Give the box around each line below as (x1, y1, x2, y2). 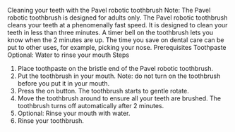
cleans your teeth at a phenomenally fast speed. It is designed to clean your (7, 21, 228, 29)
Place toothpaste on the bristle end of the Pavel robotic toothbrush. (17, 65, 214, 72)
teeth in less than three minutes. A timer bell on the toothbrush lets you (7, 28, 214, 37)
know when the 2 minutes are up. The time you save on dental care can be (7, 36, 224, 44)
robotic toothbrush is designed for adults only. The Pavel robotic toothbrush (7, 13, 228, 22)
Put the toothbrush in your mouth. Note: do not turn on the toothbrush (17, 72, 221, 80)
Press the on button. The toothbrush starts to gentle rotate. (17, 87, 189, 95)
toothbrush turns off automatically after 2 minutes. (17, 102, 164, 110)
